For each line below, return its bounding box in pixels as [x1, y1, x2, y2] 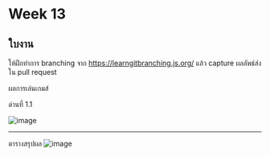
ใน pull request [8, 68, 58, 76]
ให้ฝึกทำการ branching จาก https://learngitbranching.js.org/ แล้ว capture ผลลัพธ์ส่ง [8, 58, 262, 68]
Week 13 [8, 5, 67, 23]
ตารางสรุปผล [8, 138, 43, 148]
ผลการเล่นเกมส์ [8, 84, 49, 93]
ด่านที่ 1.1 [8, 100, 33, 109]
